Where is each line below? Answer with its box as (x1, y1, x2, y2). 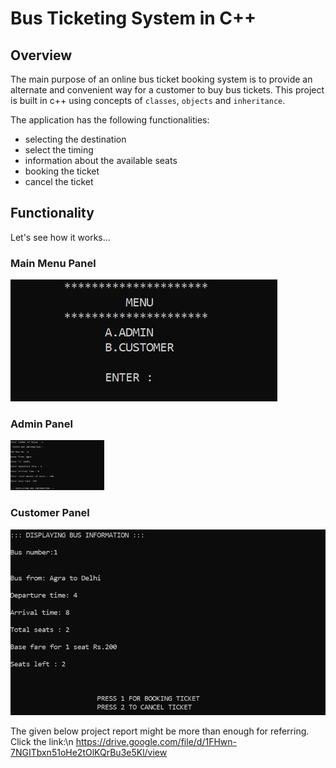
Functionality (10, 205, 95, 222)
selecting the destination (24, 133, 127, 145)
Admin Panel (10, 417, 73, 431)
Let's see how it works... (10, 231, 111, 243)
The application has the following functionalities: (10, 114, 210, 126)
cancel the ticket (24, 176, 94, 187)
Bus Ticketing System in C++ (10, 7, 257, 30)
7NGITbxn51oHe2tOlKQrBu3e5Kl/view (10, 747, 168, 759)
